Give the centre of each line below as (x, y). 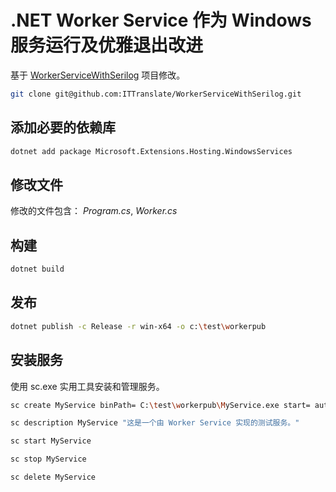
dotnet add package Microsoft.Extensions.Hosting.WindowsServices (151, 151)
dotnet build (37, 269)
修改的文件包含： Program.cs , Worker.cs (94, 211)
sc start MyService (51, 441)
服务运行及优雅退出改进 (107, 45)
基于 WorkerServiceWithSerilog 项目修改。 (98, 75)
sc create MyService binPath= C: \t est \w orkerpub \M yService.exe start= (160, 405)
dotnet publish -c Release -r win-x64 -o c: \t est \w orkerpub (138, 326)
